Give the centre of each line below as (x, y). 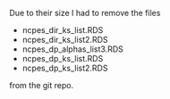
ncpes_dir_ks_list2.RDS (65, 40)
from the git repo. (42, 85)
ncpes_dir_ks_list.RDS (63, 30)
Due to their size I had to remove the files (85, 13)
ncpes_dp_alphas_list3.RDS (72, 49)
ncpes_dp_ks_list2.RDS (65, 68)
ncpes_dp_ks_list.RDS (63, 58)
